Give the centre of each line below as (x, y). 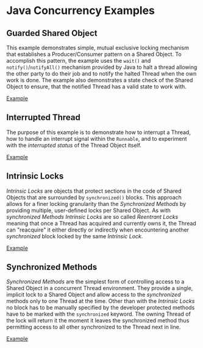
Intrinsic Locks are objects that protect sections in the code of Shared (94, 191)
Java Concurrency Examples (81, 11)
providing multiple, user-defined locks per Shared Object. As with (88, 210)
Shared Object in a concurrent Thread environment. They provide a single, (100, 288)
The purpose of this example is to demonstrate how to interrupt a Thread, (98, 132)
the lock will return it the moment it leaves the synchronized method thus (98, 321)
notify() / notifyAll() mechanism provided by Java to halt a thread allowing (102, 67)
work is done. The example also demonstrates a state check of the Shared (100, 80)
